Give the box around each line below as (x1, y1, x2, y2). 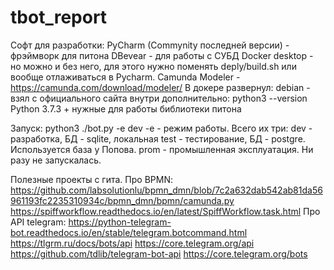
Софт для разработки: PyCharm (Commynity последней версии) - (10, 39, 290, 51)
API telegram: (10, 216, 67, 228)
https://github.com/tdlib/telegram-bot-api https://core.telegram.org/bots (10, 247, 308, 260)
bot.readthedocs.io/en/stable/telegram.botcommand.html (10, 226, 248, 238)
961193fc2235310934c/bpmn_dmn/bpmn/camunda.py (10, 194, 235, 206)
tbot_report (10, 6, 108, 29)
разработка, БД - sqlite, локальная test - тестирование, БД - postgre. (10, 132, 306, 145)
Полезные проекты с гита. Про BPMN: (10, 173, 173, 185)
